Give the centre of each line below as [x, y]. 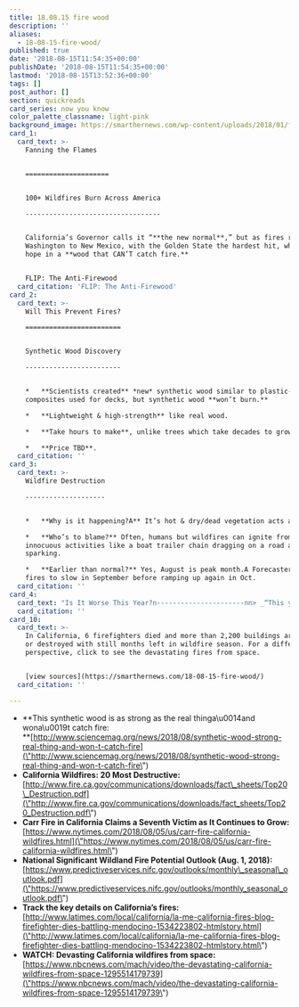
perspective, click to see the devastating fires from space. [143, 652]
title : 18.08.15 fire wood [59, 17]
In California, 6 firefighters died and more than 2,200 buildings [153, 636]
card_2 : [24, 295]
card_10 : [25, 619]
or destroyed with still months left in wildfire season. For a [147, 644]
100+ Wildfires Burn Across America [93, 198]
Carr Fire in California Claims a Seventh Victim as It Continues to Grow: [156, 822]
